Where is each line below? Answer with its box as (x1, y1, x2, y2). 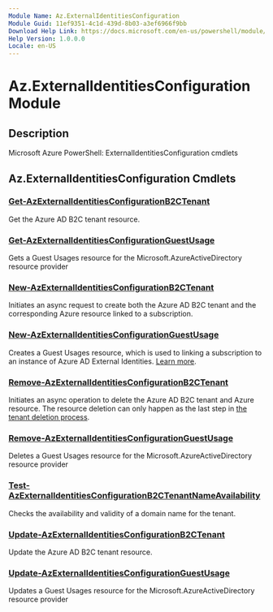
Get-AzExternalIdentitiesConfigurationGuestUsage (8, 235, 215, 246)
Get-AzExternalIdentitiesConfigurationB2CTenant (8, 196, 210, 207)
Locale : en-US (8, 42, 57, 50)
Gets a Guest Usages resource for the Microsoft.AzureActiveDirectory (8, 253, 242, 263)
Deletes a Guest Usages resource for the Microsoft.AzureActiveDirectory (8, 451, 253, 461)
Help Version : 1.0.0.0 (8, 34, 85, 43)
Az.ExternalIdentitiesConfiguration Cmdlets (8, 171, 236, 185)
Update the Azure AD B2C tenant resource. (8, 547, 153, 557)
